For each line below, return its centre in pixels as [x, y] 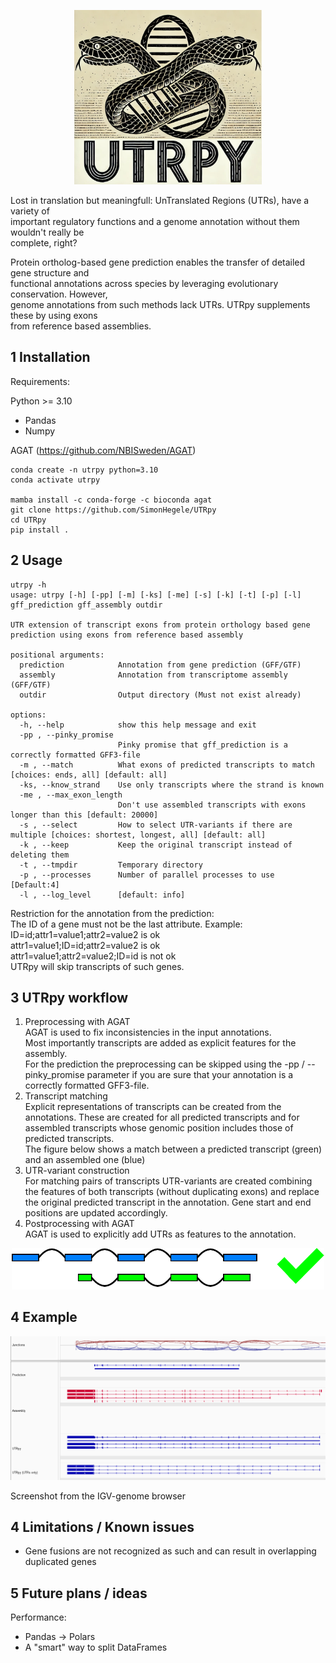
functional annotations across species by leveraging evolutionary [144, 283]
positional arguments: [57, 655]
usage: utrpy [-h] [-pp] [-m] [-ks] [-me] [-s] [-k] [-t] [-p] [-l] [156, 595]
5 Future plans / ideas [79, 1593]
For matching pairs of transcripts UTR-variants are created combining [168, 1181]
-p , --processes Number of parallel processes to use [147, 875]
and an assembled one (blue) [85, 1160]
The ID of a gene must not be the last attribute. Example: [126, 924]
